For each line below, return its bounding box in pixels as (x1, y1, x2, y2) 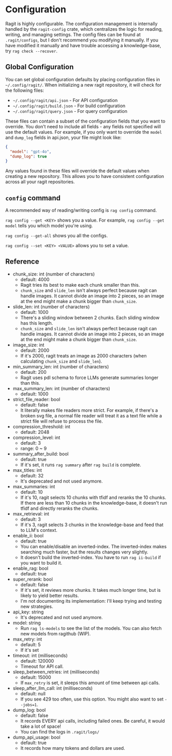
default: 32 (20, 472, 44, 479)
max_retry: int (12, 636, 42, 642)
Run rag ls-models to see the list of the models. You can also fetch (20, 625, 162, 631)
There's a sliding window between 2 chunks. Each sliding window (20, 314, 160, 321)
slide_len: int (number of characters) (12, 304, 90, 310)
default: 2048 (20, 429, 50, 435)
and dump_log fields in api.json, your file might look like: (5, 134, 122, 141)
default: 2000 (20, 347, 50, 353)
